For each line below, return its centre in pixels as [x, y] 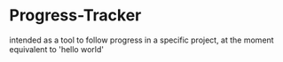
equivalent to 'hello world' [57, 49]
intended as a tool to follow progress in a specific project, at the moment [141, 40]
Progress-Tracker [75, 15]
